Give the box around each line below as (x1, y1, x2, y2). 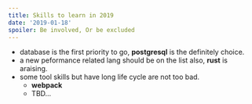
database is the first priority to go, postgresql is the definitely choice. (19, 48, 245, 57)
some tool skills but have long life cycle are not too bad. (19, 72, 200, 82)
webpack (31, 81, 63, 90)
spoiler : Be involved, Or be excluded (8, 26, 135, 34)
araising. (19, 64, 48, 74)
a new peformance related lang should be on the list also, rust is (19, 56, 228, 65)
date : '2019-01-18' (8, 19, 72, 27)
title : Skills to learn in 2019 (8, 11, 114, 20)
